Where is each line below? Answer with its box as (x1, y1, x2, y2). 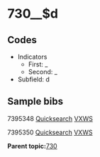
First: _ (28, 60, 48, 69)
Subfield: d (17, 75, 50, 83)
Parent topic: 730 (7, 141, 58, 150)
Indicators (17, 52, 48, 61)
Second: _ (28, 68, 58, 76)
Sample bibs (7, 95, 64, 107)
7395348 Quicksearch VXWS (7, 114, 94, 122)
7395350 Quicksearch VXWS (7, 128, 93, 136)
